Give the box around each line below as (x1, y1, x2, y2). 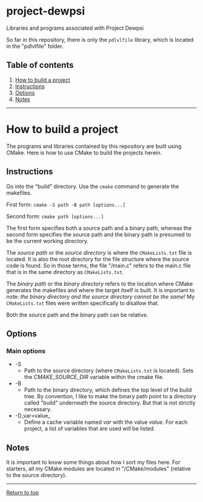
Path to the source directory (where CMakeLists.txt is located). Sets (24, 367, 194, 374)
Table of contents (6, 60, 74, 70)
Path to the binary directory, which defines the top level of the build (24, 386, 192, 393)
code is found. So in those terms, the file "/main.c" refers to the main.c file (6, 262, 192, 269)
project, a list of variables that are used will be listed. (24, 425, 155, 432)
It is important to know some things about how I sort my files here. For (6, 459, 181, 466)
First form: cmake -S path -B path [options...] (6, 201, 126, 208)
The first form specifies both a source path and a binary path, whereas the (6, 224, 192, 232)
